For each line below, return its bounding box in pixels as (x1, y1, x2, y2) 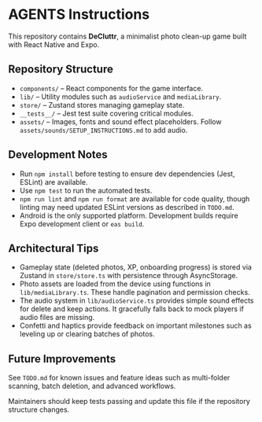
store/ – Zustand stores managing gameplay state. (19, 100, 185, 109)
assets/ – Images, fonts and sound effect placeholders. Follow (19, 116, 222, 127)
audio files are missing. (19, 313, 95, 322)
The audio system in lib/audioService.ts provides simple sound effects (19, 296, 254, 306)
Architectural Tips (8, 241, 99, 255)
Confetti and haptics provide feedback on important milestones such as (19, 321, 252, 331)
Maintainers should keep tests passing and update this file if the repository (8, 397, 250, 406)
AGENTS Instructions (8, 6, 150, 24)
